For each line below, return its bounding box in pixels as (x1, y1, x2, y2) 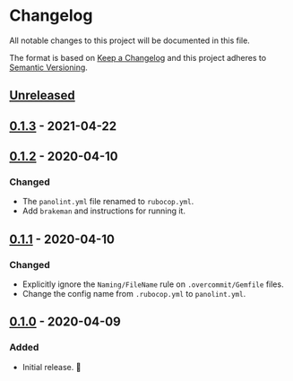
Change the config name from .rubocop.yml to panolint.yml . (22, 289, 246, 299)
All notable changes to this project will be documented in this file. (9, 35, 251, 46)
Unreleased (9, 88, 76, 103)
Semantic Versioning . (9, 62, 88, 73)
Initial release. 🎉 (22, 361, 82, 372)
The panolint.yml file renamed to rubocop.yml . (22, 196, 194, 207)
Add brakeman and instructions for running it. (22, 205, 186, 216)
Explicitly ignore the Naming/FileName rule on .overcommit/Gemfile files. (22, 279, 284, 290)
